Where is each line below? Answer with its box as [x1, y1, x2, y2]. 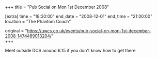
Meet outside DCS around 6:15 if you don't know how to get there [5, 48, 136, 53]
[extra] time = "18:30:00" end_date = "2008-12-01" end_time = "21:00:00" [5, 14, 153, 19]
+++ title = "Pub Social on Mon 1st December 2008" [5, 4, 109, 10]
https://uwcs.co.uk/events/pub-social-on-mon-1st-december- [27, 28, 151, 33]
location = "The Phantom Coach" [5, 19, 71, 24]
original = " [5, 28, 28, 33]
